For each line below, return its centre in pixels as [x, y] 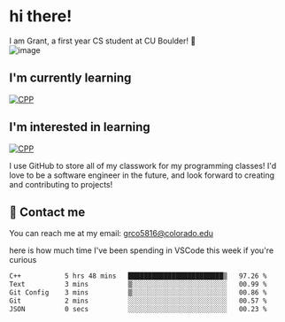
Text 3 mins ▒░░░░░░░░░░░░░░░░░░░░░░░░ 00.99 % [138, 285]
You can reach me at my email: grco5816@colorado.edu [112, 234]
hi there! [41, 16]
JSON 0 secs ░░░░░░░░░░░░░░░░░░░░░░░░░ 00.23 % [138, 309]
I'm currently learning [70, 78]
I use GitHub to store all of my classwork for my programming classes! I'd [143, 165]
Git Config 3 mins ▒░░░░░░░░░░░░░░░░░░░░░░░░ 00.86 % [138, 293]
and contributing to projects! [61, 184]
